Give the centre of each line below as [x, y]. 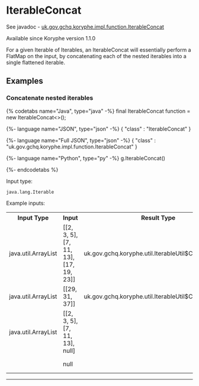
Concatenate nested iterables [50, 98]
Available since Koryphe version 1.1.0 [51, 38]
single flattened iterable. [36, 62]
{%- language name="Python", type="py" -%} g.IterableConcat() [86, 158]
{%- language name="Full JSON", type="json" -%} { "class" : [81, 140]
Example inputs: [26, 203]
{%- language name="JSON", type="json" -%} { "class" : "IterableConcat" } [99, 129]
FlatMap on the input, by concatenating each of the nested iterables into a [96, 56]
